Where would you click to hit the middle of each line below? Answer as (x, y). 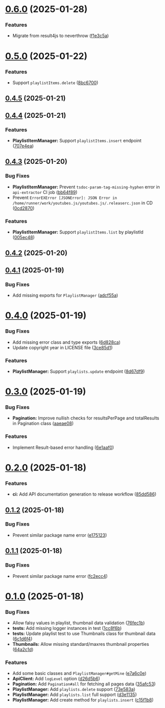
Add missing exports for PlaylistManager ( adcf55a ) (65, 295)
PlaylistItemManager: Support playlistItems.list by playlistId (78, 232)
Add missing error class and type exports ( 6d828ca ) (66, 342)
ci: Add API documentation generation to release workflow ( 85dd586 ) (84, 494)
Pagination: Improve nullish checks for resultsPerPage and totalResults (86, 418)
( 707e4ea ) (23, 146)
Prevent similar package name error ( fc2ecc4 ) (60, 576)
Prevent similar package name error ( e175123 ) (60, 535)
